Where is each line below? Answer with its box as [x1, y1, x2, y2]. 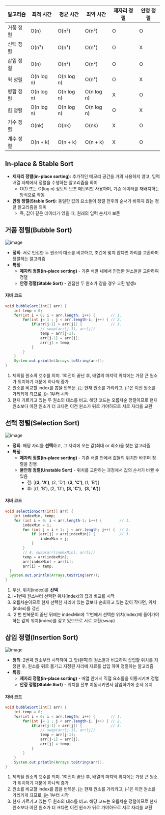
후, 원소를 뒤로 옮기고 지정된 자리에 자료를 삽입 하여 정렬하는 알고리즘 [21, 663, 154, 669]
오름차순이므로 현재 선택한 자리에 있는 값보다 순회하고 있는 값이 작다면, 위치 [12, 599, 157, 605]
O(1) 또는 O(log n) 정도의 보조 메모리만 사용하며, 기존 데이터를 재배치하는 [19, 185, 160, 191]
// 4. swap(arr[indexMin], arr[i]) [23, 550, 96, 555]
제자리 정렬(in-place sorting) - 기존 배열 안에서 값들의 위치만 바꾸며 [19, 455, 151, 461]
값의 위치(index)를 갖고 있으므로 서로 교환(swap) [21, 618, 115, 624]
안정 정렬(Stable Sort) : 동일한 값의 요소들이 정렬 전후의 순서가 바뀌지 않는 [12, 198, 154, 204]
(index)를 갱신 [12, 606, 40, 611]
